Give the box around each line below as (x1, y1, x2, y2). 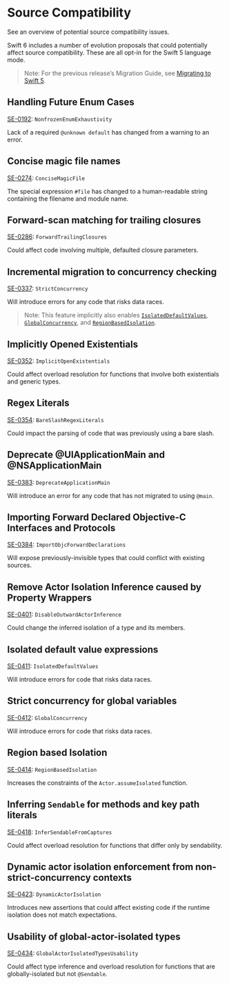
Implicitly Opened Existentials (7, 338, 139, 350)
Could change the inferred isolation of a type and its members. (7, 624, 186, 632)
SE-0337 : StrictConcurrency (7, 284, 88, 292)
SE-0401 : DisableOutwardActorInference (7, 610, 122, 619)
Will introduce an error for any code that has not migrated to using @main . (7, 491, 214, 499)
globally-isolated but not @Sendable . (7, 970, 108, 978)
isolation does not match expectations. (7, 911, 117, 919)
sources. (7, 561, 32, 570)
